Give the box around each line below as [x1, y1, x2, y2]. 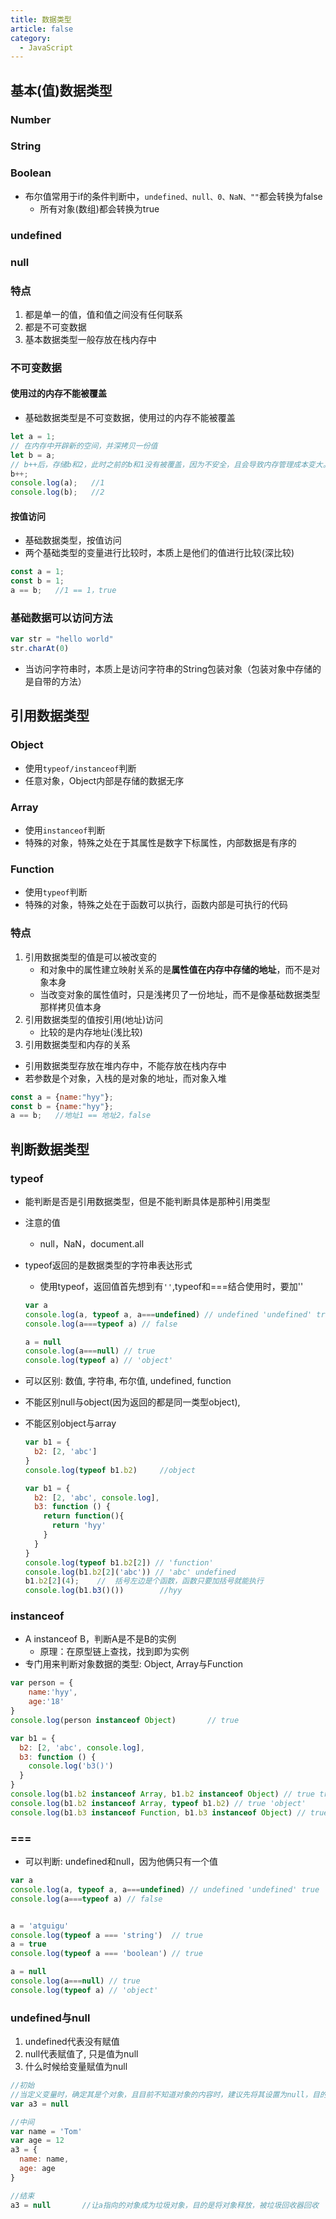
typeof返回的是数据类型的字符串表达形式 [24, 1259, 193, 1271]
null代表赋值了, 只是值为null [24, 2048, 139, 2060]
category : [10, 33, 52, 43]
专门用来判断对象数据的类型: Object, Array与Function [24, 1658, 244, 1670]
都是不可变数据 [24, 321, 87, 333]
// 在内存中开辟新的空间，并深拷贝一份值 [10, 441, 158, 451]
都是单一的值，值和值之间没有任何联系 [24, 308, 183, 320]
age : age [19, 2164, 56, 2174]
